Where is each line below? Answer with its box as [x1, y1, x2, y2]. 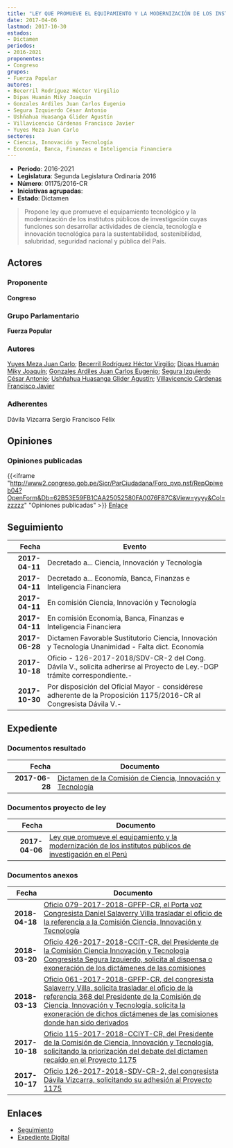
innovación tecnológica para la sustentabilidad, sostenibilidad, [24, 230, 202, 238]
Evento [123, 542, 147, 551]
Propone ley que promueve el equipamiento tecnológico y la [24, 207, 196, 216]
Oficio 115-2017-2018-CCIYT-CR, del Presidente [44, 1029, 214, 1039]
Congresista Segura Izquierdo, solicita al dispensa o [44, 954, 213, 964]
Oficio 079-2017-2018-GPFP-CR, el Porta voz [44, 900, 202, 909]
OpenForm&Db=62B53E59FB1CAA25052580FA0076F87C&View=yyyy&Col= [7, 494, 225, 502]
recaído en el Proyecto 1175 [44, 1055, 137, 1065]
